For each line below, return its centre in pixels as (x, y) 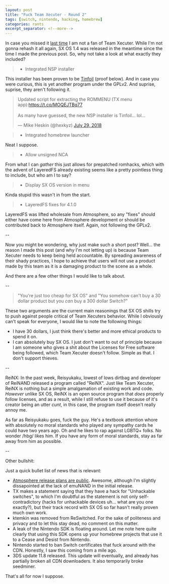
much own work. (30, 513)
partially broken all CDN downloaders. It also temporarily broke (78, 561)
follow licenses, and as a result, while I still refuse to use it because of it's (81, 399)
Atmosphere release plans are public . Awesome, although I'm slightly (84, 480)
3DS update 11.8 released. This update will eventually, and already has (86, 556)
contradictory (27, 502)
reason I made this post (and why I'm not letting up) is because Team (77, 250)
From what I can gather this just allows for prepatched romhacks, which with (85, 164)
